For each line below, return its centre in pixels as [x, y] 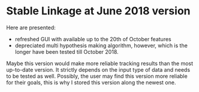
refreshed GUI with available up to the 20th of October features [93, 39]
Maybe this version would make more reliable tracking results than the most [100, 63]
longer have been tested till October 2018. [67, 51]
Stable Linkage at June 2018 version [98, 11]
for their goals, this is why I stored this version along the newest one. [91, 82]
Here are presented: [31, 27]
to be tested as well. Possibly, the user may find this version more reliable [97, 76]
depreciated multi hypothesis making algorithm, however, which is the [101, 45]
